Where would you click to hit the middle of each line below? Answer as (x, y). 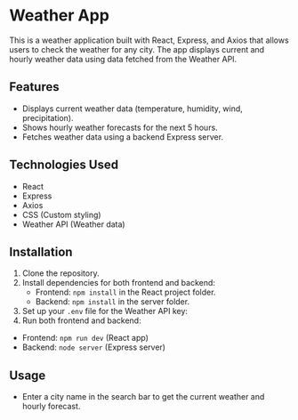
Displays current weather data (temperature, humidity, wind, (132, 109)
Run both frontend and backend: (81, 320)
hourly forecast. (51, 407)
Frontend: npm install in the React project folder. (125, 292)
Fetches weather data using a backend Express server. (123, 137)
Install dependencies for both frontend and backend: (119, 283)
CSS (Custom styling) (61, 214)
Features (34, 87)
